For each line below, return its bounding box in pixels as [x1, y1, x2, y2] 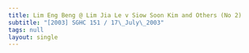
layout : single [8, 33, 58, 41]
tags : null [8, 26, 44, 34]
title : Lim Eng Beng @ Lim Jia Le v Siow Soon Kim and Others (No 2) [8, 11, 243, 19]
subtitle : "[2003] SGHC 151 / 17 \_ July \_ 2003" [8, 19, 164, 26]
